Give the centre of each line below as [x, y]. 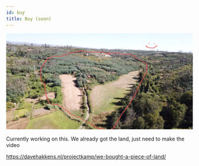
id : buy [16, 12]
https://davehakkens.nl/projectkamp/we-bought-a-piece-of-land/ [86, 157]
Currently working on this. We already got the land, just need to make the [95, 139]
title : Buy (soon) [29, 19]
